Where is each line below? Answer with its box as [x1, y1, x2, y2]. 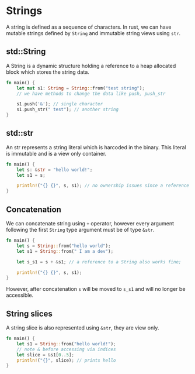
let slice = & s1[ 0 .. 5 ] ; [16, 352, 75, 358]
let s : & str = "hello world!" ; [16, 167, 93, 173]
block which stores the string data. [6, 68, 89, 76]
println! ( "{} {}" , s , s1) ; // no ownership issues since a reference [16, 183, 190, 188]
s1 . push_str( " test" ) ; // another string [16, 107, 119, 112]
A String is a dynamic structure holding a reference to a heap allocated [6, 62, 176, 69]
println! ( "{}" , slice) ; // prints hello [16, 357, 116, 363]
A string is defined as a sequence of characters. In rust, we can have [6, 23, 172, 30]
